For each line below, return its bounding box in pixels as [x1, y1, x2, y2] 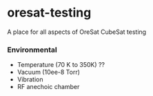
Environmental [7, 45, 57, 55]
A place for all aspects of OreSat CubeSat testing [7, 28, 147, 36]
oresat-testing [7, 5, 92, 21]
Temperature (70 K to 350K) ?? [17, 61, 105, 69]
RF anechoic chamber [17, 83, 80, 91]
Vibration [17, 75, 43, 84]
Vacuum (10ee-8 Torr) [17, 68, 81, 77]
